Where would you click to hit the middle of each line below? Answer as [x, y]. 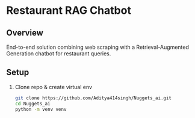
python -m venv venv [41, 109]
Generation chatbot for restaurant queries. [59, 54]
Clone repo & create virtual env [53, 87]
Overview [25, 33]
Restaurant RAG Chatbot [69, 11]
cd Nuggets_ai [32, 104]
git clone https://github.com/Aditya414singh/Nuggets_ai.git [93, 98]
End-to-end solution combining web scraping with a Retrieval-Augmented [98, 47]
